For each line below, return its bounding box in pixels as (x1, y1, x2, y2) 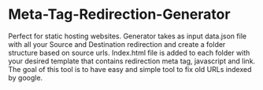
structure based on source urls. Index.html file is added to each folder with (8, 48, 250, 57)
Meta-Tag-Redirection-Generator (8, 5, 231, 23)
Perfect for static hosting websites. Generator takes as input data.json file (8, 31, 246, 41)
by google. (8, 73, 43, 82)
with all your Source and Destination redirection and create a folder (8, 39, 226, 49)
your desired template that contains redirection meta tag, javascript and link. (8, 56, 256, 66)
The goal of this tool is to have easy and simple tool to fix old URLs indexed (8, 64, 252, 74)
